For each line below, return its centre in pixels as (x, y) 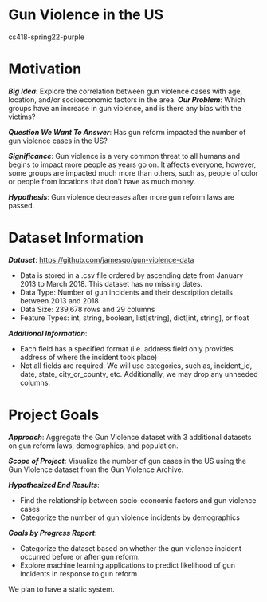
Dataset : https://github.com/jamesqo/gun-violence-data (101, 259)
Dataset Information (76, 238)
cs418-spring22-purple (47, 37)
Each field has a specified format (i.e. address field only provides (126, 348)
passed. (22, 205)
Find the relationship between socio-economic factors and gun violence (138, 500)
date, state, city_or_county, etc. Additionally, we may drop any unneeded (139, 374)
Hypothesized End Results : (54, 485)
